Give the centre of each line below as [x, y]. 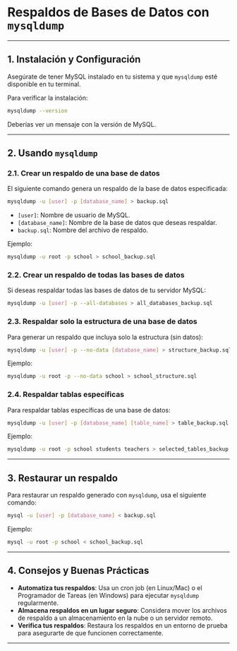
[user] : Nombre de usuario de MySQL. [74, 215]
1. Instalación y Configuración [74, 60]
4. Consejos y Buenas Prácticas [78, 571]
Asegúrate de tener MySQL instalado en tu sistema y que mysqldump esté [112, 76]
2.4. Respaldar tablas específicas [66, 395]
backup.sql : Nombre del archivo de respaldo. [83, 230]
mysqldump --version [38, 110]
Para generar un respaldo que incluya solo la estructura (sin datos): [105, 337]
